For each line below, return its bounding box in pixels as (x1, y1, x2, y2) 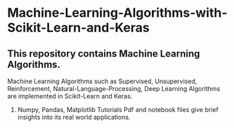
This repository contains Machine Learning (7, 48, 200, 59)
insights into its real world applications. (17, 113, 131, 121)
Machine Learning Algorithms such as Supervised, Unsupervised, (7, 77, 197, 85)
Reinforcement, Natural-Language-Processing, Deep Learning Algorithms (7, 85, 221, 92)
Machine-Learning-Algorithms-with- (7, 5, 228, 21)
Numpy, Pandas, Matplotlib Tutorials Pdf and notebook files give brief (17, 106, 219, 113)
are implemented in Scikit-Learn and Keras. (7, 92, 133, 100)
